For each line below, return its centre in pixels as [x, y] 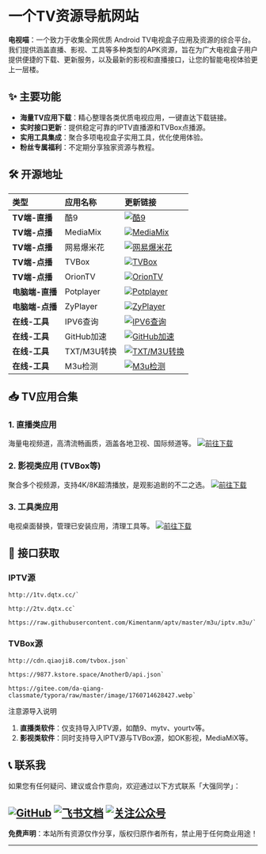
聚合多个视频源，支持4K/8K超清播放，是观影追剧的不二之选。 [109, 485]
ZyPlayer [81, 306]
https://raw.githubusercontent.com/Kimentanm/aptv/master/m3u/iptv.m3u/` [133, 623]
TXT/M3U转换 [91, 351]
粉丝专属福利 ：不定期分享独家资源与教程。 [89, 147]
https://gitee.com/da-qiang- [56, 688]
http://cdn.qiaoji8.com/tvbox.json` [68, 661]
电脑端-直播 [35, 292]
